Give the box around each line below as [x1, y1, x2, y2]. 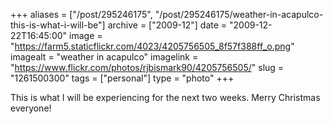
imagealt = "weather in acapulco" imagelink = [10, 51, 199, 63]
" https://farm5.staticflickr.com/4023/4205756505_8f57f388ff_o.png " [10, 40, 295, 52]
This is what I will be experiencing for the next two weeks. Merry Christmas [10, 92, 321, 103]
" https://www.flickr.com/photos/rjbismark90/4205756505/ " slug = [10, 62, 285, 73]
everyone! [10, 102, 52, 114]
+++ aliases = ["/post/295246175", [10, 9, 153, 20]
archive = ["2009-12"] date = [107, 19, 228, 31]
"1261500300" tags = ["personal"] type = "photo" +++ [10, 72, 235, 84]
